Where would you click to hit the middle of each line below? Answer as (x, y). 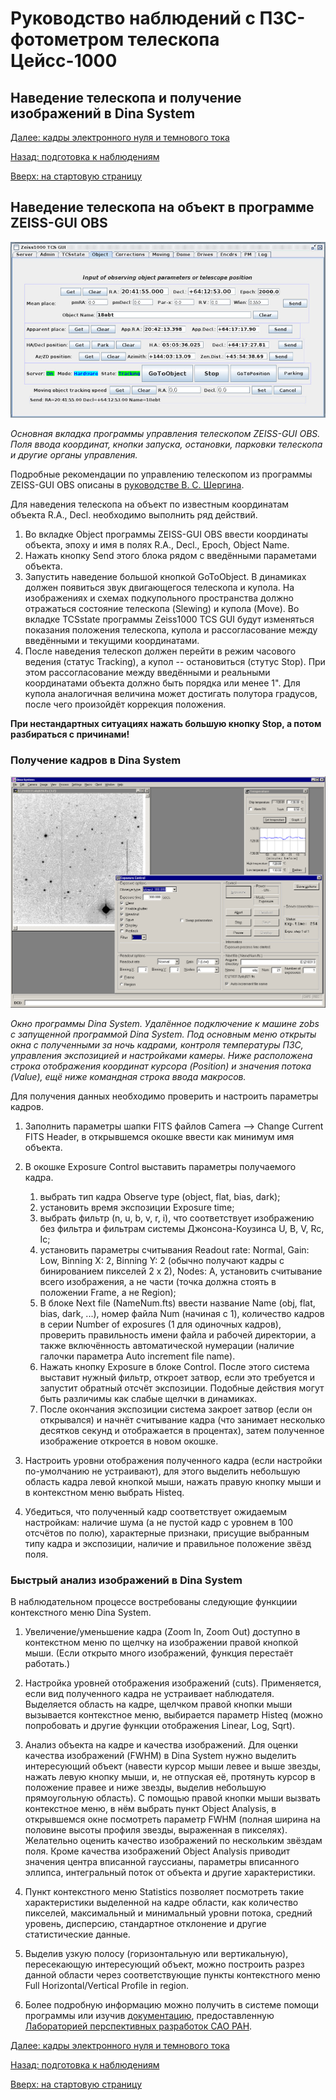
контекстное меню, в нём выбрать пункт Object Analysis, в (150, 1809)
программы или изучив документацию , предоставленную (149, 2016)
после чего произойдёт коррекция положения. (125, 704)
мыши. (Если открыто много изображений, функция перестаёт (159, 1653)
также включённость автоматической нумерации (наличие (167, 1346)
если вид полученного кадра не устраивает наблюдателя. (149, 1694)
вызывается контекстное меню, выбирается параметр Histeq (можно (173, 1715)
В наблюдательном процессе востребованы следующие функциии (154, 1602)
